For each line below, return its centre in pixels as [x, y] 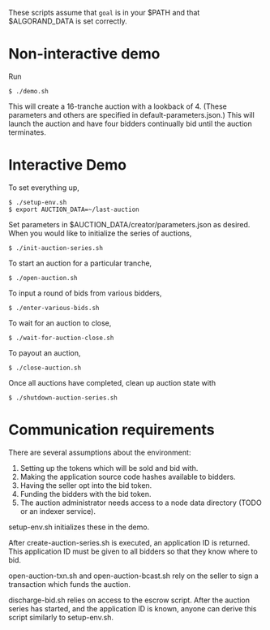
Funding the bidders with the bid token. [86, 494]
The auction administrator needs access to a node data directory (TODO [141, 503]
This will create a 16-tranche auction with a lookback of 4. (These [118, 106]
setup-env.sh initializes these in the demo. [79, 527]
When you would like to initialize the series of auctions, [100, 233]
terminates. [27, 132]
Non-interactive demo [84, 54]
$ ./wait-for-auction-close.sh [61, 338]
